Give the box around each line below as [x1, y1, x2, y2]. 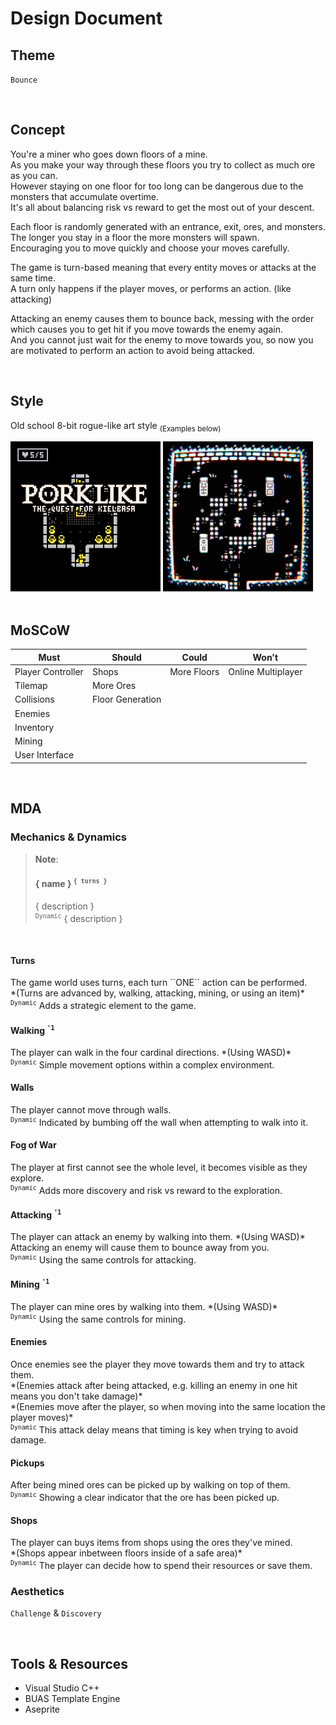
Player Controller [14, 665, 84, 677]
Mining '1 [10, 1278, 50, 1291]
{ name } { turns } [34, 877, 108, 889]
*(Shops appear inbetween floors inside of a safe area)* [10, 1547, 243, 1559]
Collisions [14, 693, 55, 706]
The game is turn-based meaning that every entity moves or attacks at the [10, 261, 317, 273]
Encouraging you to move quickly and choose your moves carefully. [10, 242, 290, 254]
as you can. [10, 169, 58, 181]
